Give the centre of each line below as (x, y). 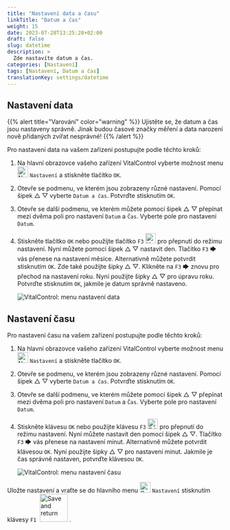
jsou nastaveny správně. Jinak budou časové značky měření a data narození (115, 129)
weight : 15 (23, 26)
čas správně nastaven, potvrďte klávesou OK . (80, 459)
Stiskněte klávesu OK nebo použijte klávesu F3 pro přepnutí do (110, 427)
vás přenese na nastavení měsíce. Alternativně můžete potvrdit (106, 259)
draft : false (26, 39)
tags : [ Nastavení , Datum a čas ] (53, 71)
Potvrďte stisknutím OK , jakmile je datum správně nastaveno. (102, 284)
